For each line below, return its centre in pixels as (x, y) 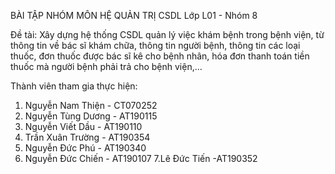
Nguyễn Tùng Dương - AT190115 (91, 116)
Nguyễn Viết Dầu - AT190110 (83, 126)
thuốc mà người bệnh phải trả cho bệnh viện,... (106, 66)
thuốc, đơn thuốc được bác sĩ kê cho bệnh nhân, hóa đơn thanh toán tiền (160, 56)
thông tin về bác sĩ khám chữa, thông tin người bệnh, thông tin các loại (155, 45)
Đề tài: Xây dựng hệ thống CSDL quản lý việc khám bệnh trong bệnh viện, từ (167, 34)
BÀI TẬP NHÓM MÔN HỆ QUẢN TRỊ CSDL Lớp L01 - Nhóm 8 (134, 15)
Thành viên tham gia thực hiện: (74, 86)
